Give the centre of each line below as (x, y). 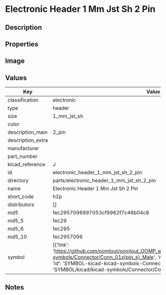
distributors (21, 205)
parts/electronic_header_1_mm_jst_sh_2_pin (104, 181)
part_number (23, 156)
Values (16, 78)
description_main (28, 132)
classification (23, 100)
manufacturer (23, 148)
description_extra (28, 141)
